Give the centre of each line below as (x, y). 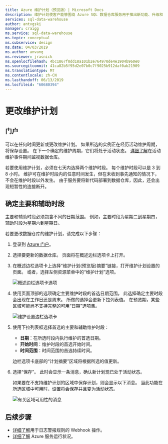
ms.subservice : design (29, 43)
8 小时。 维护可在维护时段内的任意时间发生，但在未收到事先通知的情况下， (82, 173)
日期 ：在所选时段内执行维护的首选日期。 (61, 338)
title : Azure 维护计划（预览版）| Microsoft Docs (54, 10)
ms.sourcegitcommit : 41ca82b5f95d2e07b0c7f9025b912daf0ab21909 (72, 66)
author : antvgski (23, 24)
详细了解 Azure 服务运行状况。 (44, 436)
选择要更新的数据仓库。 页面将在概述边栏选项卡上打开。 (70, 255)
